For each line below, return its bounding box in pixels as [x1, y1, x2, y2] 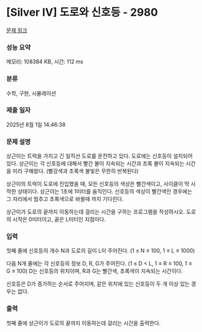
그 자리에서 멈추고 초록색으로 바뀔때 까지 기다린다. [6, 196, 124, 203]
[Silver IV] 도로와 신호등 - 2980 [6, 5, 158, 19]
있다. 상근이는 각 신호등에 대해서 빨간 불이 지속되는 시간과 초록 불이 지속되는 [6, 160, 185, 167]
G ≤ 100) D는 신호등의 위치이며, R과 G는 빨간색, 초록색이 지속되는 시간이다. [6, 267, 183, 275]
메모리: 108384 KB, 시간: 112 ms [6, 58, 83, 65]
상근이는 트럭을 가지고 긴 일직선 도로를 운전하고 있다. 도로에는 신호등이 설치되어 [6, 152, 193, 160]
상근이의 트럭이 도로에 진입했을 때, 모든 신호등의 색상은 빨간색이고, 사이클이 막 [6, 180, 190, 188]
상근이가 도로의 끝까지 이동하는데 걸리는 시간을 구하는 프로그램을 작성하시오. [6, 208, 185, 215]
